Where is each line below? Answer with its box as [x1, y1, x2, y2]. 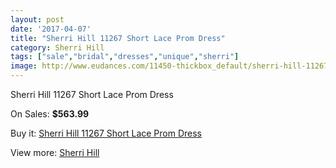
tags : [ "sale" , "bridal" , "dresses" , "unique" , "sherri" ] [10, 52, 240, 62]
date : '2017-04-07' [10, 24, 92, 34]
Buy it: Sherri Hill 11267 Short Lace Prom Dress [10, 127, 203, 139]
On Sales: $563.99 [10, 108, 90, 120]
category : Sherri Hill [10, 42, 105, 53]
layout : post [10, 14, 65, 25]
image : [10, 61, 38, 71]
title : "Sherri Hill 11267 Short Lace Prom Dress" [10, 33, 226, 43]
